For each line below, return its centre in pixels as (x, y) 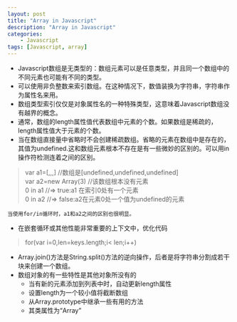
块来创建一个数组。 (46, 266)
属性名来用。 (43, 95)
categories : (25, 34)
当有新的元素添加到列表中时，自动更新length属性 (100, 284)
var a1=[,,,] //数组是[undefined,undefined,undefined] (102, 172)
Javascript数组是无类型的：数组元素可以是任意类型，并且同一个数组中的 (123, 68)
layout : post (27, 14)
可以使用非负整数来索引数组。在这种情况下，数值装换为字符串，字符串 (121, 86)
